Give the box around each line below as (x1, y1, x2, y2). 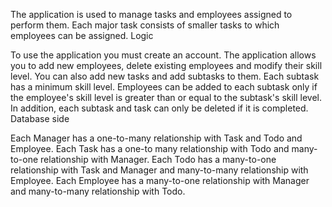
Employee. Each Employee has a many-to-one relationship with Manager (10, 175, 310, 186)
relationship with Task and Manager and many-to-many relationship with (10, 164, 309, 176)
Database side (10, 113, 70, 124)
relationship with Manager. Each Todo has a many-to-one (40, 154, 277, 165)
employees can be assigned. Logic (10, 30, 154, 41)
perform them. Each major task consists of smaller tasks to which (10, 19, 280, 31)
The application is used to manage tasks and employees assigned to (10, 9, 293, 20)
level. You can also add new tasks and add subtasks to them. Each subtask (10, 70, 320, 82)
